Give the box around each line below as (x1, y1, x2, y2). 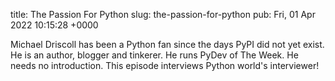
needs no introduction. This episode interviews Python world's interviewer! (10, 60, 320, 71)
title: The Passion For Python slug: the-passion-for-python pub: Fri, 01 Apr (10, 9, 316, 20)
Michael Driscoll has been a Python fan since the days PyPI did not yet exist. (10, 39, 325, 50)
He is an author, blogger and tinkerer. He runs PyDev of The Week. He (10, 49, 299, 61)
